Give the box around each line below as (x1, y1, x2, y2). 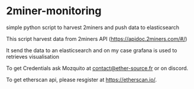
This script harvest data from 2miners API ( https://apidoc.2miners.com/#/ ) (6, 35, 187, 42)
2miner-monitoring (6, 4, 102, 18)
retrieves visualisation (6, 53, 60, 60)
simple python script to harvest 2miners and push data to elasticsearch (6, 24, 179, 31)
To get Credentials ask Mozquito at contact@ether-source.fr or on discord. (6, 64, 189, 72)
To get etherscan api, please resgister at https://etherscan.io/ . (6, 76, 157, 83)
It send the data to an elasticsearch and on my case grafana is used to (6, 46, 177, 54)
